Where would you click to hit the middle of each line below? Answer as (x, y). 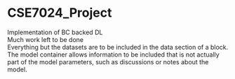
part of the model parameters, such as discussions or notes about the (108, 62)
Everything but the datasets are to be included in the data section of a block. (118, 47)
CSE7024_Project (60, 13)
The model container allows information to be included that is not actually (113, 55)
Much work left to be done (46, 39)
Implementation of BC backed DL (55, 32)
